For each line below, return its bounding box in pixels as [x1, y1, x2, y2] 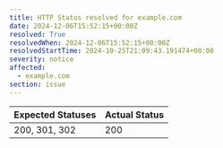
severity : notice [9, 55, 74, 64]
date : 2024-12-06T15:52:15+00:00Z [9, 22, 139, 30]
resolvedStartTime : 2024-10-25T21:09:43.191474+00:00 [9, 47, 215, 56]
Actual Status [104, 109, 164, 121]
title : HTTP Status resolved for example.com [9, 13, 182, 22]
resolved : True [9, 30, 66, 39]
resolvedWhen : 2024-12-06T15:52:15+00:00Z [9, 38, 170, 48]
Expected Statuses [13, 109, 97, 121]
